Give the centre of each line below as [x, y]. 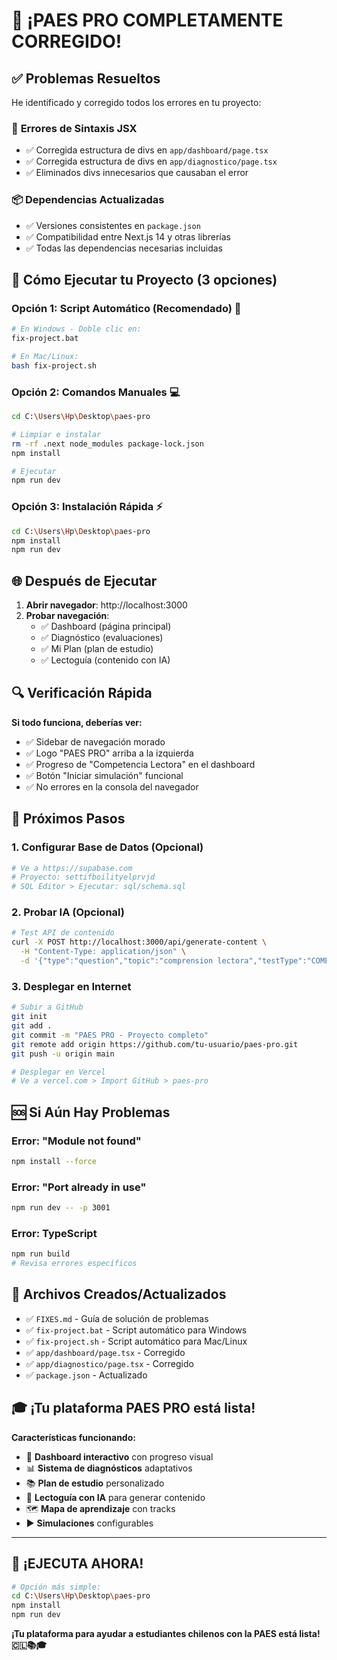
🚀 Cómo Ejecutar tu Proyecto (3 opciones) [144, 279]
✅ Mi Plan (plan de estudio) [97, 649]
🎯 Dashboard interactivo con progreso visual [119, 1456]
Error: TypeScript [54, 1233]
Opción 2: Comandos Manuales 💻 [96, 392]
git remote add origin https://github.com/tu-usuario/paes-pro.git [155, 1044]
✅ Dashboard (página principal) [106, 626]
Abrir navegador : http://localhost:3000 [106, 605]
